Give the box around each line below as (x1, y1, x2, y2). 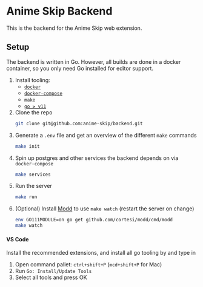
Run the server (15, 182, 53, 190)
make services (15, 171, 51, 178)
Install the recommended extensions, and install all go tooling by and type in (6, 249, 196, 257)
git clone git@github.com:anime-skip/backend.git (15, 120, 144, 126)
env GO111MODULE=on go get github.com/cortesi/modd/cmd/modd (15, 217, 173, 223)
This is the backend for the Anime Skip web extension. (6, 24, 142, 32)
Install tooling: (15, 76, 50, 83)
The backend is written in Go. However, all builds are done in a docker (6, 58, 181, 65)
